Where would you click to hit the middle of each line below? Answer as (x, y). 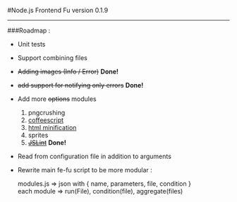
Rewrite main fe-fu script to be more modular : (85, 170)
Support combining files (53, 58)
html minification (52, 127)
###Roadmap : (29, 30)
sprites (38, 135)
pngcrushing (47, 113)
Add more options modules (57, 99)
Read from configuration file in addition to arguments (94, 156)
